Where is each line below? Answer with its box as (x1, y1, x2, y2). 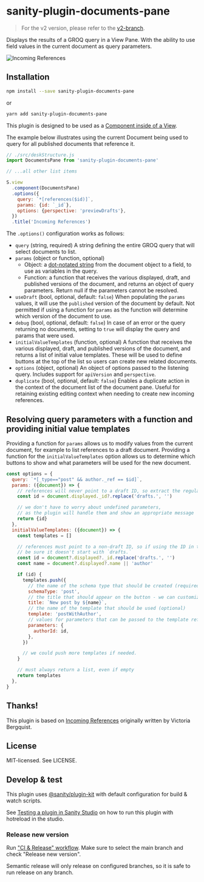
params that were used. (15, 332, 75, 340)
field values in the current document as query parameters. (6, 43, 152, 50)
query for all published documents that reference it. (6, 140, 135, 147)
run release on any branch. (6, 869, 74, 876)
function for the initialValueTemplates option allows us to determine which (6, 453, 195, 460)
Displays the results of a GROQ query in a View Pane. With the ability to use (6, 36, 195, 43)
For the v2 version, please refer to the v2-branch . (21, 24, 145, 32)
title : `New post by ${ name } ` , (28, 600, 107, 606)
